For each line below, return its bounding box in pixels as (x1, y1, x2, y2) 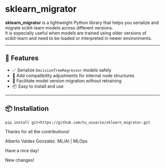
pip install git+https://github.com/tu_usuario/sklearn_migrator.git (5, 120, 151, 125)
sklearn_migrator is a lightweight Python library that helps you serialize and (5, 20, 159, 25)
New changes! (5, 157, 34, 163)
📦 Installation (5, 104, 49, 113)
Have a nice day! (5, 148, 39, 154)
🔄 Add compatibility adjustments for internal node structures (12, 72, 135, 78)
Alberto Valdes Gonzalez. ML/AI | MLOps (5, 138, 88, 144)
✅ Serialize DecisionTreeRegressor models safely (12, 67, 111, 73)
